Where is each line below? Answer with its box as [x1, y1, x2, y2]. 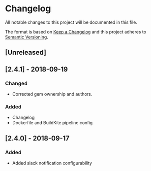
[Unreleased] [5, 48, 47, 57]
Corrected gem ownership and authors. [12, 91, 92, 97]
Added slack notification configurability [12, 160, 92, 166]
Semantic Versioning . [5, 34, 48, 40]
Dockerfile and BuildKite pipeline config [12, 120, 93, 126]
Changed [5, 80, 28, 87]
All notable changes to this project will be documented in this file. [5, 19, 138, 25]
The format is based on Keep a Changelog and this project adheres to [5, 29, 147, 34]
